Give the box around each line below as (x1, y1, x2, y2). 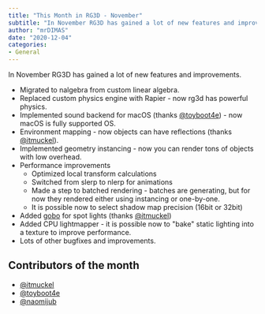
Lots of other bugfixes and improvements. (19, 236, 156, 245)
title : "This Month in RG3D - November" (8, 11, 144, 20)
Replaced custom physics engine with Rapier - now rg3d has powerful (19, 94, 248, 103)
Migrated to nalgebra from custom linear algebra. (19, 85, 180, 95)
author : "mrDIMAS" (8, 26, 69, 34)
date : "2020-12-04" (8, 33, 73, 42)
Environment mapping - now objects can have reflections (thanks (19, 127, 233, 136)
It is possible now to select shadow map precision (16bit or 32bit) (31, 203, 243, 211)
